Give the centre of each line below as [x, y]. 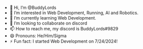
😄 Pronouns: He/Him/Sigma [38, 36]
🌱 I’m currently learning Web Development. [53, 18]
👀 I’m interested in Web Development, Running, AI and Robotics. [74, 13]
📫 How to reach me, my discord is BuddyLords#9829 [64, 29]
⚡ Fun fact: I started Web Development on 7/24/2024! [64, 41]
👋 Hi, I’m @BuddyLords [33, 8]
